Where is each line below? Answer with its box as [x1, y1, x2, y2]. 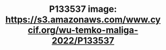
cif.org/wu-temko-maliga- [27, 25, 139, 36]
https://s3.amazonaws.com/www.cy [5, 14, 161, 25]
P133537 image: [49, 3, 117, 15]
